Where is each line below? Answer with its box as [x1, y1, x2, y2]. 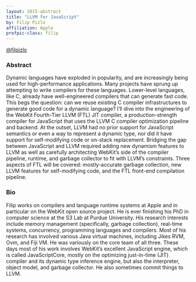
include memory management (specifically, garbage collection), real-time [6, 220, 183, 227]
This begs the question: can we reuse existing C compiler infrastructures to [6, 99, 187, 106]
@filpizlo [6, 46, 27, 53]
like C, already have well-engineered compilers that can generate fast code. [6, 93, 188, 100]
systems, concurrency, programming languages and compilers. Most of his [6, 226, 187, 233]
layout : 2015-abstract [6, 8, 61, 15]
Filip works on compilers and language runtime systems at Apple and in [6, 201, 178, 208]
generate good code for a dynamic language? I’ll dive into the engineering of [6, 105, 190, 112]
